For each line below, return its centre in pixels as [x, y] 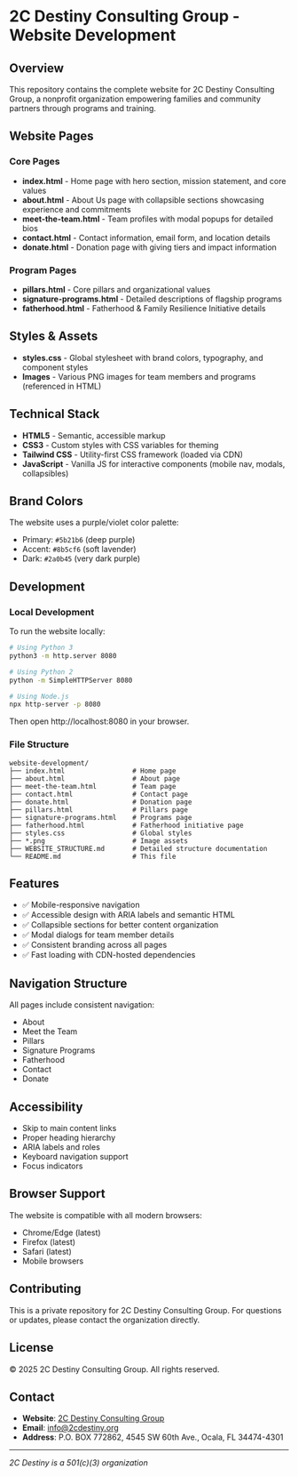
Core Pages [35, 162]
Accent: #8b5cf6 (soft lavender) [79, 550]
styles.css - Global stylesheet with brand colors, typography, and [142, 357]
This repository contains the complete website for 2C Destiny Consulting [142, 89]
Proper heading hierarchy [69, 1138]
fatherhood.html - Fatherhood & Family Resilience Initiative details [144, 308]
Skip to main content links [69, 1128]
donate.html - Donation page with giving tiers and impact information [149, 247]
